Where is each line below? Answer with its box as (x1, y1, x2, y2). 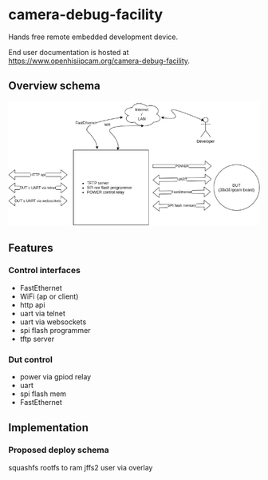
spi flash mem (19, 389, 66, 399)
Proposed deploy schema (8, 445, 109, 456)
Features (8, 241, 53, 255)
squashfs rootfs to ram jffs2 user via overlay (8, 462, 153, 472)
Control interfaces (8, 265, 81, 276)
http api (19, 300, 45, 309)
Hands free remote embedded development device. (8, 32, 178, 42)
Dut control (8, 354, 53, 365)
